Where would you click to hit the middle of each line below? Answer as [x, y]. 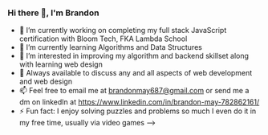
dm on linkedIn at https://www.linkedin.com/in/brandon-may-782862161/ [139, 102]
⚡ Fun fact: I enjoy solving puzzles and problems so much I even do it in [138, 111]
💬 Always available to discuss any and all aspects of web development [136, 73]
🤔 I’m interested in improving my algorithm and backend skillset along [134, 56]
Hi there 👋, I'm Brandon [53, 13]
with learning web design [61, 64]
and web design [46, 82]
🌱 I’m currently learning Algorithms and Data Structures [110, 47]
